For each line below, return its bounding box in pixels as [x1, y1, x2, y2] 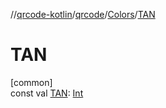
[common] [10, 76, 53, 88]
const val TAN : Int [10, 87, 84, 99]
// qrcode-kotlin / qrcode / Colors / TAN [10, 9, 156, 20]
